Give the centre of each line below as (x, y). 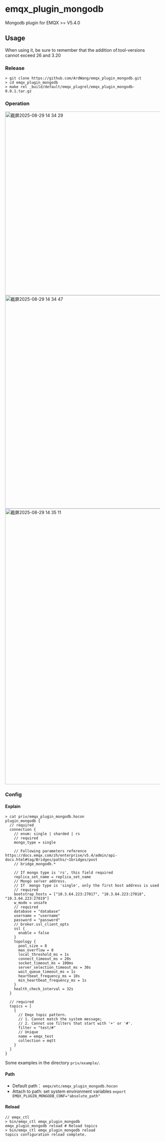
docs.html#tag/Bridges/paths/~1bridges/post (51, 860)
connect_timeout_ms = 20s (44, 959)
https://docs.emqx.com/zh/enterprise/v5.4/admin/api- (61, 855)
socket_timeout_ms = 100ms (46, 963)
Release (15, 68)
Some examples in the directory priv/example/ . (53, 1063)
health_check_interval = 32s (44, 989)
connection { (23, 830)
